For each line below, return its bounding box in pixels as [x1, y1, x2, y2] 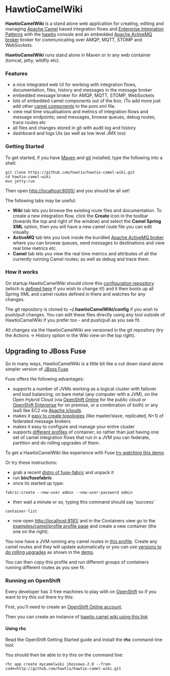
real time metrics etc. [12, 245, 57, 251]
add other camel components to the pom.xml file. [12, 103, 116, 109]
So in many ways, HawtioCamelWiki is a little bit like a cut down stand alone [5, 360, 163, 367]
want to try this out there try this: [5, 594, 74, 600]
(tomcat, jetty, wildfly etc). [5, 57, 60, 63]
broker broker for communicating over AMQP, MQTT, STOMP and [5, 37, 142, 43]
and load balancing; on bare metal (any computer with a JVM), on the [12, 391, 158, 397]
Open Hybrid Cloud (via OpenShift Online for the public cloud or [12, 396, 147, 402]
